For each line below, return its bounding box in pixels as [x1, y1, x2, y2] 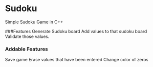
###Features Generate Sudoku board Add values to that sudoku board [5, 28, 147, 34]
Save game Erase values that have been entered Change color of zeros [5, 57, 149, 63]
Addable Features [5, 46, 48, 52]
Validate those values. [5, 33, 50, 39]
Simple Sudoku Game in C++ [5, 19, 64, 25]
